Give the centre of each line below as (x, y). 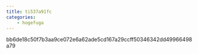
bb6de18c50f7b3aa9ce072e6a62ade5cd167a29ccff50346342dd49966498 (99, 40)
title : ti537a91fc (29, 12)
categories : (21, 17)
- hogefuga (30, 23)
